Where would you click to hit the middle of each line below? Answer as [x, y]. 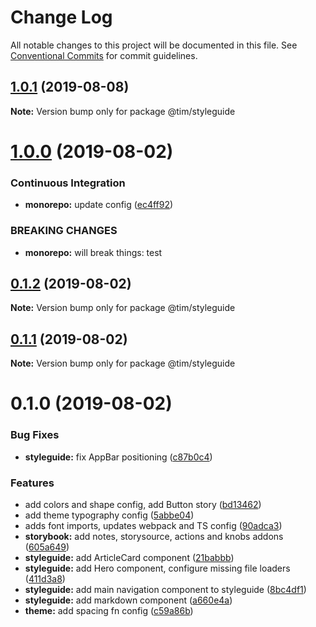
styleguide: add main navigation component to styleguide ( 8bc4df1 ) [165, 589]
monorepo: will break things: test [93, 252]
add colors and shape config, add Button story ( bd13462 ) [143, 504]
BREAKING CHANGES [64, 231]
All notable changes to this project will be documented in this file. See [154, 45]
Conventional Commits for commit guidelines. [104, 55]
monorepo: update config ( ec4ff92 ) [99, 205]
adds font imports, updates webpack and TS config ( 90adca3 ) [153, 525]
